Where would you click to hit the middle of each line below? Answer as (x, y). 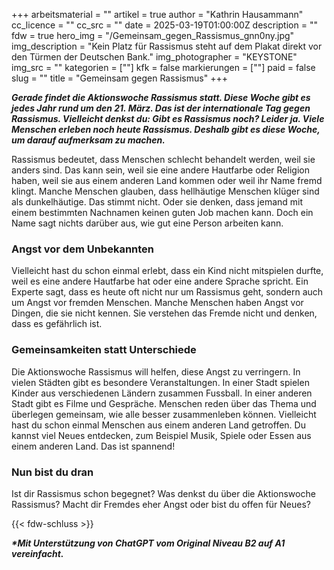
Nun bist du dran (52, 472)
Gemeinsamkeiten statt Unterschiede (104, 350)
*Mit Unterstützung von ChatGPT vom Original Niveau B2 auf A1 (148, 543)
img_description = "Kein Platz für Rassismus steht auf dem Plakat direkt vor (167, 46)
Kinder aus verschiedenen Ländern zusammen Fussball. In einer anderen (162, 393)
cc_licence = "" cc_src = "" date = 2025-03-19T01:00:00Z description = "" (164, 25)
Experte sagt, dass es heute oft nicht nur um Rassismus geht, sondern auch (167, 292)
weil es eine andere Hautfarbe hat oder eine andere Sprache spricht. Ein (160, 281)
